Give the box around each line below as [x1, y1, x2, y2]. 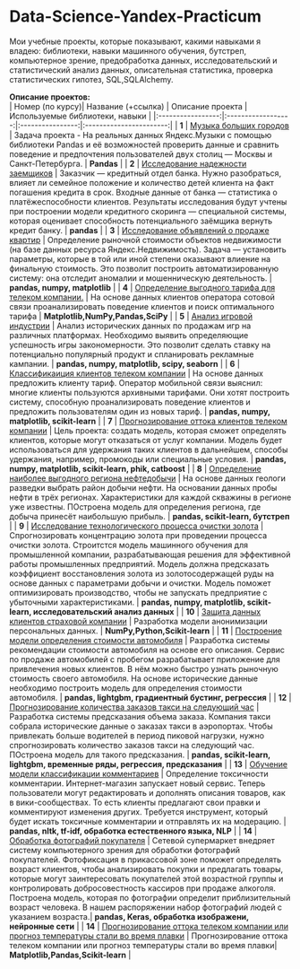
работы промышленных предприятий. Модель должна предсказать [9, 558, 270, 569]
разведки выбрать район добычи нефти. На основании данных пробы [9, 482, 278, 493]
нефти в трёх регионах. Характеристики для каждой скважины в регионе [9, 492, 292, 502]
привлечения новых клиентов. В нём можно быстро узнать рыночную [9, 663, 279, 674]
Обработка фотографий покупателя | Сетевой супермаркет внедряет [9, 834, 276, 845]
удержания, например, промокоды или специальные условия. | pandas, [9, 453, 287, 464]
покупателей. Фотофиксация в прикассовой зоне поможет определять [9, 854, 282, 865]
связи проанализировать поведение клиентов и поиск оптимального [9, 301, 275, 311]
